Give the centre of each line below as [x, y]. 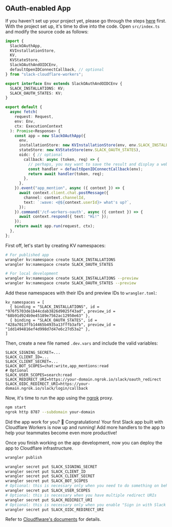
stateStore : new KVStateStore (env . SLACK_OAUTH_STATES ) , [80, 150]
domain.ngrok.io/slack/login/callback [47, 389]
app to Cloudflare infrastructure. [39, 448]
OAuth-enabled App [38, 8]
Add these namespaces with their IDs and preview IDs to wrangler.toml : [81, 293]
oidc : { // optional [41, 155]
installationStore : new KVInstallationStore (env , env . [79, 145]
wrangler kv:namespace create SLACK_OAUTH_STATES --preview [71, 283]
